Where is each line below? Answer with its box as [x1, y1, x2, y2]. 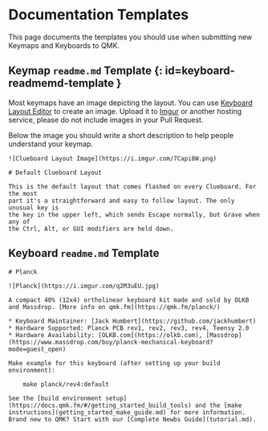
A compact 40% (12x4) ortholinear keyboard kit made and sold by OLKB [8, 295, 250, 304]
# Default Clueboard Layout [8, 169, 103, 177]
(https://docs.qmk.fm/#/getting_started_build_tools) [8, 401, 193, 409]
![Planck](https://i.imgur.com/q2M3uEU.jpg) [8, 282, 160, 290]
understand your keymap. [8, 139, 94, 148]
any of [8, 218, 30, 226]
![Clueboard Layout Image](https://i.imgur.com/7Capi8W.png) [8, 154, 217, 162]
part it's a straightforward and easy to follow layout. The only [8, 197, 235, 205]
